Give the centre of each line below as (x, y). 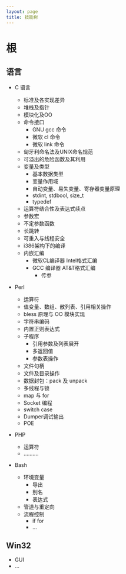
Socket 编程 (38, 402)
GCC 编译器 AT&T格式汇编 (64, 267)
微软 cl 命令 (46, 137)
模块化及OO (38, 115)
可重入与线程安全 (44, 238)
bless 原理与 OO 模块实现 (54, 314)
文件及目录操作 (42, 373)
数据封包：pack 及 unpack (55, 380)
